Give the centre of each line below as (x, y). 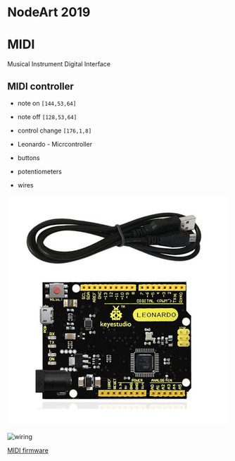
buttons (28, 158)
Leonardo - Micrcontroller (55, 144)
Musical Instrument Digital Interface (59, 64)
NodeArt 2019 (49, 12)
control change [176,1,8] (55, 130)
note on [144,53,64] (47, 103)
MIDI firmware (28, 450)
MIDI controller (40, 86)
